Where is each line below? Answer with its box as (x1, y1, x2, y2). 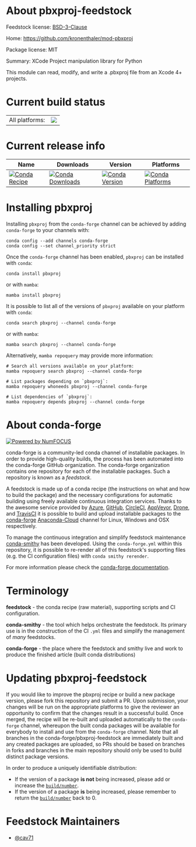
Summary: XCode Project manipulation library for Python (6, 57, 142, 64)
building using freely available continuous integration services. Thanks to (6, 497, 182, 504)
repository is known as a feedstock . (6, 473, 92, 480)
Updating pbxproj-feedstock (6, 671, 147, 684)
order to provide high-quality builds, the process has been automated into (6, 455, 184, 462)
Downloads (56, 160, 89, 168)
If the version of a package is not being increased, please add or (14, 776, 170, 783)
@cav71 (14, 834, 34, 841)
